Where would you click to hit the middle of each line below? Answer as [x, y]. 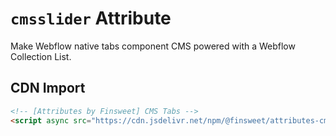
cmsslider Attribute [91, 18]
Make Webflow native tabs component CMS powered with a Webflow [153, 46]
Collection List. [41, 56]
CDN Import [48, 88]
